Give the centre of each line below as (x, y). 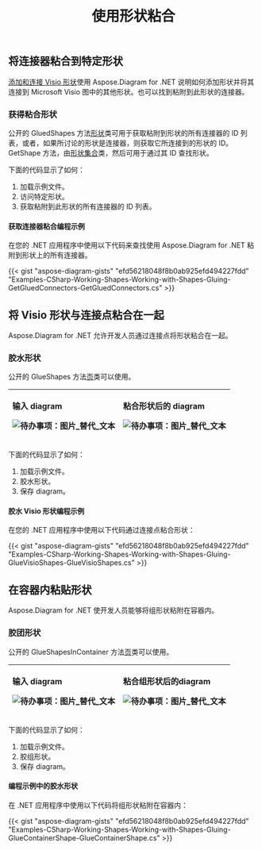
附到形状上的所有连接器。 (50, 256)
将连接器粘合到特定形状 (65, 62)
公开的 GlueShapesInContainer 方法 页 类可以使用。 (91, 652)
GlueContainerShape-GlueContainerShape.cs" (84, 837)
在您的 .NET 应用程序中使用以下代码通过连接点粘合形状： (102, 530)
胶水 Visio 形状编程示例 (46, 511)
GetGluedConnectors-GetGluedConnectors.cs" (85, 288)
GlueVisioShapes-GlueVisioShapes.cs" (71, 563)
